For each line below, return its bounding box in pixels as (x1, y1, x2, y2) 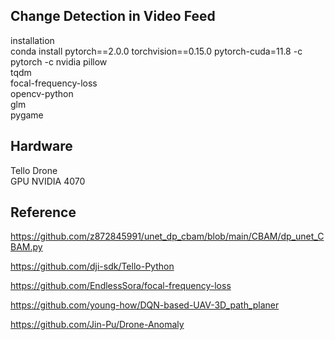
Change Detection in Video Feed (10, 8, 216, 25)
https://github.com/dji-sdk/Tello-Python (10, 260, 175, 273)
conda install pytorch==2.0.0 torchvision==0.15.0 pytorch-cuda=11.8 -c (10, 45, 303, 57)
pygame (10, 109, 44, 121)
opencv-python (10, 87, 74, 99)
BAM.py (10, 241, 43, 253)
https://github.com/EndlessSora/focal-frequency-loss (10, 280, 232, 292)
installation (10, 34, 55, 46)
